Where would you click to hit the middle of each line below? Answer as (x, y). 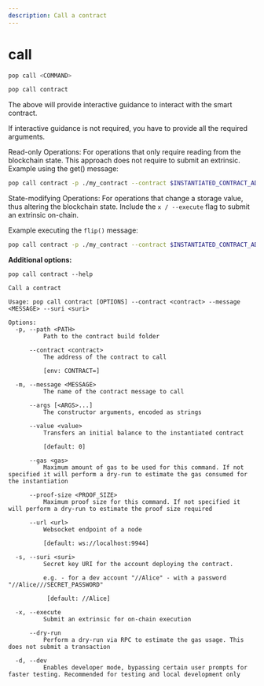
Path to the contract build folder (101, 337)
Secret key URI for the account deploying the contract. (138, 565)
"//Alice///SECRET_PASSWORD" (56, 585)
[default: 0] (64, 447)
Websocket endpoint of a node (93, 530)
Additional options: (40, 260)
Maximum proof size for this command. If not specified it (142, 502)
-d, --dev (31, 661)
